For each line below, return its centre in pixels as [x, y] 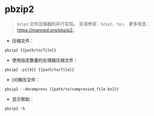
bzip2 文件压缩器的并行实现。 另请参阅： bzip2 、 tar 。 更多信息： [84, 24]
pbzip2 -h [15, 108]
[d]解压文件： [26, 79]
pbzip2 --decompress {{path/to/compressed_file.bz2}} [62, 89]
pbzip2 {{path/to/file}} [30, 50]
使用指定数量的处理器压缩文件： [45, 60]
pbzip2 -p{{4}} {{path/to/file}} [39, 70]
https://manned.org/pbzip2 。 [47, 30]
